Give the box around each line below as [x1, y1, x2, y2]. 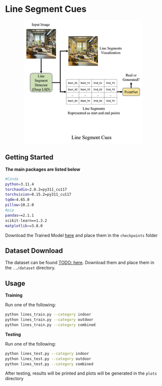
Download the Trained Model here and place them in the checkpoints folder [5, 232, 158, 238]
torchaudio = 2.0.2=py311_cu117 [5, 187, 67, 192]
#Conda [5, 176, 19, 181]
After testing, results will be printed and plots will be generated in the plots [5, 370, 157, 376]
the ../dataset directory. [5, 265, 56, 271]
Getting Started [5, 153, 54, 161]
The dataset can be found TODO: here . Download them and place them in [5, 260, 155, 266]
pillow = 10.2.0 [5, 202, 34, 208]
